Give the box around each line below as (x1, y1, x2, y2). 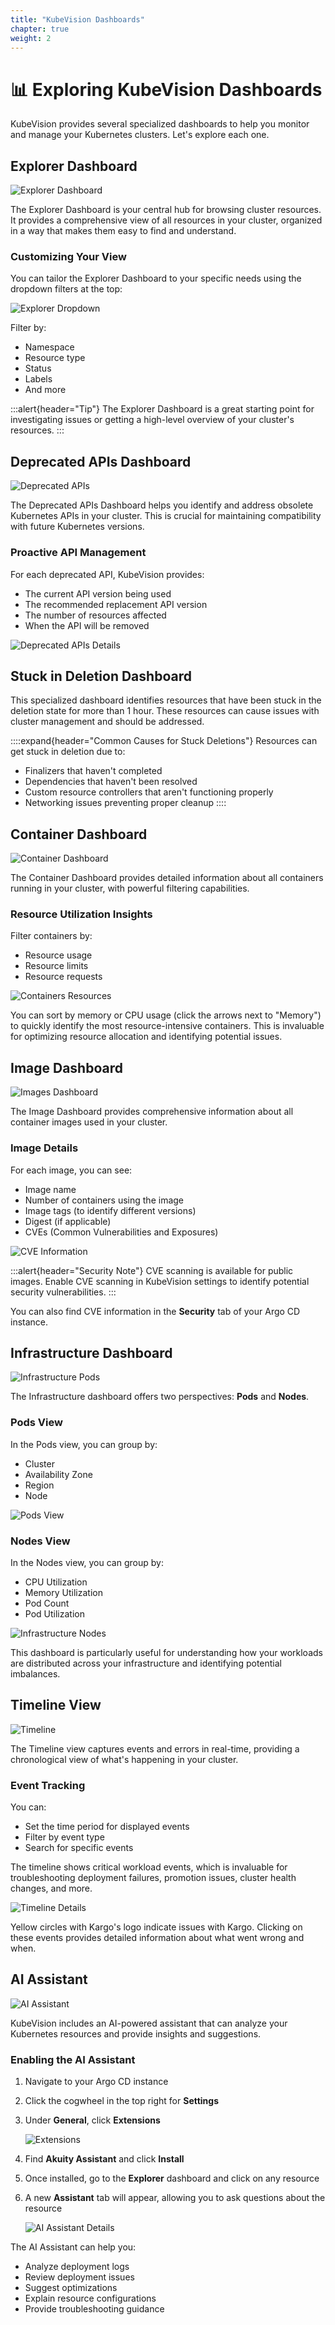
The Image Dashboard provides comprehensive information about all (10, 1106, 294, 1118)
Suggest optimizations (24, 2282, 118, 2294)
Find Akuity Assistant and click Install (24, 2153, 185, 2165)
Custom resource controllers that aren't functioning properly (24, 786, 274, 798)
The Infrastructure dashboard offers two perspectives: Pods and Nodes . (10, 1391, 310, 1403)
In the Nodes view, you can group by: (10, 1556, 164, 1568)
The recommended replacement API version (24, 598, 208, 610)
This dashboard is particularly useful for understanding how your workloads (10, 1646, 323, 1658)
